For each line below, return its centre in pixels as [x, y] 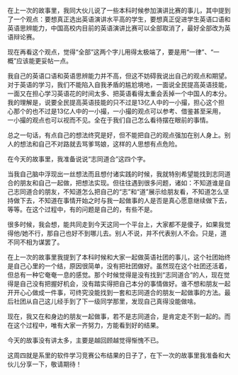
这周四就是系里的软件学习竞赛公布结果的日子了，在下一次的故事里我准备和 [116, 355]
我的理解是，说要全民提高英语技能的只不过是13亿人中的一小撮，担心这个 [113, 102]
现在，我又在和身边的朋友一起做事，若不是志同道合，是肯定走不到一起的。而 [119, 316]
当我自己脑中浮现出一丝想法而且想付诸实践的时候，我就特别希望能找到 [110, 174]
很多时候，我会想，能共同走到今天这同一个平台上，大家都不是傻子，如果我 [116, 224]
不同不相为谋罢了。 [35, 242]
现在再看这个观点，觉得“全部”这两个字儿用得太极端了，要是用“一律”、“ [110, 52]
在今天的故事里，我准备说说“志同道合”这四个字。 [79, 159]
